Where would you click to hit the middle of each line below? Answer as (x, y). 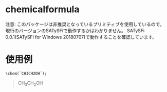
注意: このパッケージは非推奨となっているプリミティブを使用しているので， (85, 24)
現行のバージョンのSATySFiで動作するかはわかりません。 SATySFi (75, 30)
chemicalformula (42, 9)
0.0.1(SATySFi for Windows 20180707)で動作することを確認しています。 (81, 37)
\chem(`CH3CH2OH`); (26, 73)
